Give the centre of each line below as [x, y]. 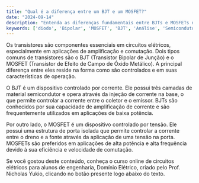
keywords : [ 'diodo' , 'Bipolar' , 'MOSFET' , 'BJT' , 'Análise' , [83, 28]
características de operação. [41, 76]
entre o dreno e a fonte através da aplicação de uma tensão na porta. [91, 137]
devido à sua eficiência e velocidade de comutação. [70, 150]
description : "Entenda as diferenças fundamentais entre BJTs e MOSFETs [98, 23]
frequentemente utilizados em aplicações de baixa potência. [80, 113]
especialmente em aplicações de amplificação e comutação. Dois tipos [93, 52]
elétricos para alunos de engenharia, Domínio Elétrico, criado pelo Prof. [93, 168]
